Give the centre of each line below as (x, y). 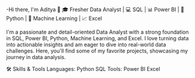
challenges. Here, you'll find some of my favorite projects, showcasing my (97, 51)
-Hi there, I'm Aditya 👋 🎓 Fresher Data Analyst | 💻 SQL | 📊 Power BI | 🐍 (95, 9)
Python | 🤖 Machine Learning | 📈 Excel (54, 18)
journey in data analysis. (36, 57)
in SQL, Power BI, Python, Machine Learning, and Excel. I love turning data (97, 38)
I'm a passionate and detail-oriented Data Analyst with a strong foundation (97, 32)
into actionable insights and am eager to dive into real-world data (86, 45)
